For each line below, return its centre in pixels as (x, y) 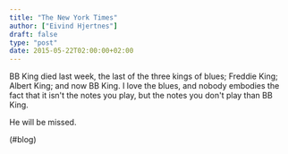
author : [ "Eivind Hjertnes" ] (64, 26)
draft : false (34, 34)
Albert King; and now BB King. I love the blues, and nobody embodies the (144, 86)
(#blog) (23, 140)
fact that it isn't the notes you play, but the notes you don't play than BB (141, 96)
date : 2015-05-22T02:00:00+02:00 (72, 51)
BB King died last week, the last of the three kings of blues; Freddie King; (144, 76)
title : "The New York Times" (64, 17)
